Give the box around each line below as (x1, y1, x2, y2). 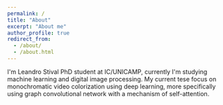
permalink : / (7, 10, 45, 17)
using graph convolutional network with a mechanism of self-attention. (7, 89, 210, 97)
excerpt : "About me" (7, 23, 67, 30)
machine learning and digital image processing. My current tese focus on (7, 75, 217, 83)
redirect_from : (7, 36, 51, 43)
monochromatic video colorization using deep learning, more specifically (7, 82, 216, 90)
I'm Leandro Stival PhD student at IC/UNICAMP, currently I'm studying (7, 67, 208, 76)
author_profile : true (7, 29, 70, 37)
